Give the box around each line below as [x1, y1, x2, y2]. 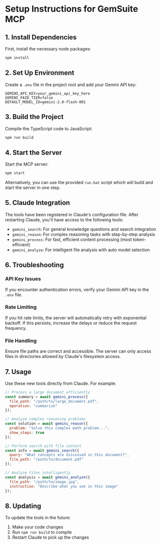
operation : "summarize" [9, 403, 57, 409]
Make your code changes [12, 524, 63, 530]
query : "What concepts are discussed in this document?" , [9, 453, 130, 458]
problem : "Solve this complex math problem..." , [9, 426, 110, 431]
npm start [5, 171, 25, 176]
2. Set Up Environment [5, 69, 74, 77]
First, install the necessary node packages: [5, 46, 91, 51]
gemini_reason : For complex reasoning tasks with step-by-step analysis [12, 231, 156, 237]
